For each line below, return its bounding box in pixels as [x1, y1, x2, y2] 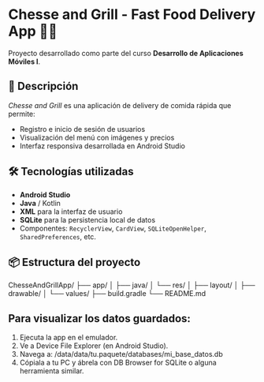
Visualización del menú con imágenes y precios [19, 133, 175, 142]
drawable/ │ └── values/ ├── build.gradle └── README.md [8, 289, 206, 298]
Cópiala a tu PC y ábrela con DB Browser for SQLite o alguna [19, 358, 217, 368]
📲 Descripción [8, 80, 79, 93]
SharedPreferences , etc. [19, 231, 97, 242]
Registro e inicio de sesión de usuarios [19, 124, 146, 133]
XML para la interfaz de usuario [19, 207, 123, 216]
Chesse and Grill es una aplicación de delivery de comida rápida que [8, 100, 232, 110]
